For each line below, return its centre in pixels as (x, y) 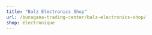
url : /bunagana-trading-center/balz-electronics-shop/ (76, 17)
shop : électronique (31, 23)
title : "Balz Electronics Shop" (47, 12)
